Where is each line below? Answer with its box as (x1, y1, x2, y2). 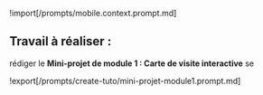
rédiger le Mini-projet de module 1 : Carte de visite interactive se (9, 58, 255, 69)
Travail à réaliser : (9, 33, 112, 49)
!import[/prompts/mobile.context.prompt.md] (9, 8, 177, 18)
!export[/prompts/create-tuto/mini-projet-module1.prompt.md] (9, 75, 241, 86)
